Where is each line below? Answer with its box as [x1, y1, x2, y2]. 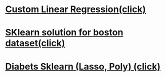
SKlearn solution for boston [5, 27, 123, 38]
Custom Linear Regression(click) [5, 4, 146, 15]
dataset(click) [5, 37, 65, 49]
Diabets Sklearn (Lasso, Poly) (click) [5, 61, 161, 72]
